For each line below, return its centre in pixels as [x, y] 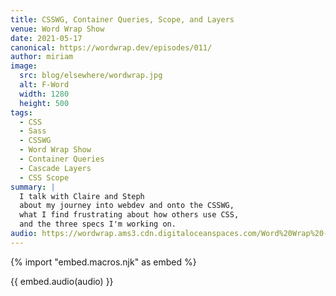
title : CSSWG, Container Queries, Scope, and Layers [122, 19]
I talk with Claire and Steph [82, 196]
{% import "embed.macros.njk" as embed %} [103, 262]
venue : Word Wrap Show [57, 29]
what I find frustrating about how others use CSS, [129, 215]
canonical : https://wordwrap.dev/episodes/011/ [111, 47]
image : [24, 66]
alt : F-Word [44, 85]
